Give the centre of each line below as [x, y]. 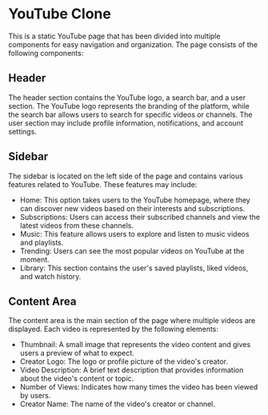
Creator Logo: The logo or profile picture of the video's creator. [124, 361]
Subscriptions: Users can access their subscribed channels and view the [140, 217]
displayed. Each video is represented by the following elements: [113, 329]
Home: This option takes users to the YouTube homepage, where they [135, 200]
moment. [34, 259]
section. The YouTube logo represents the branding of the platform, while [129, 106]
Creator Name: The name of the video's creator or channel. [118, 404]
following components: [46, 53]
